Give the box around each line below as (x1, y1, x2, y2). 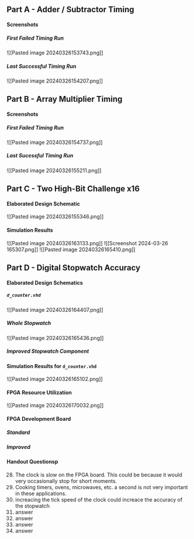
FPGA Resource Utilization (6, 389, 72, 396)
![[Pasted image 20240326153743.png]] (6, 49, 103, 56)
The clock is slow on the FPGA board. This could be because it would (15, 471, 183, 478)
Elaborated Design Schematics (6, 279, 84, 286)
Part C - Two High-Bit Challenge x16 (6, 184, 140, 194)
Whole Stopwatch (6, 320, 51, 327)
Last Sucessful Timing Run (6, 152, 74, 159)
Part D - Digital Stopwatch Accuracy (6, 263, 141, 273)
